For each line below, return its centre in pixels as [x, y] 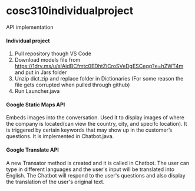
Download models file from [47, 60]
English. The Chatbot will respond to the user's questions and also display [96, 175]
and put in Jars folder [41, 72]
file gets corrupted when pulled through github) [72, 85]
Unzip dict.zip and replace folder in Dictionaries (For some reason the [99, 79]
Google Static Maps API [36, 105]
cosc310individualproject [70, 11]
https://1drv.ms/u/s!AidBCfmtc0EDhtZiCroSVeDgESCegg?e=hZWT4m [99, 66]
